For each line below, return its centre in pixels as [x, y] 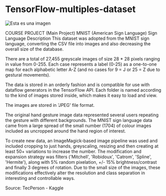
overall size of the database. [34, 49]
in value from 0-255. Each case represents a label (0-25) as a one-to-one [81, 64]
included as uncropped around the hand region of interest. [66, 131]
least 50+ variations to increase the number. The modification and [73, 151]
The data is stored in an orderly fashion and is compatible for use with [77, 85]
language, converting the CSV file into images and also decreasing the [78, 43]
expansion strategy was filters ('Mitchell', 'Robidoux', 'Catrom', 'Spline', [78, 157]
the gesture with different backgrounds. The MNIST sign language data [79, 120]
